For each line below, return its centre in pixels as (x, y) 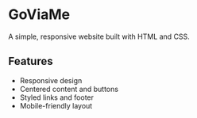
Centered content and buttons (69, 89)
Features (31, 61)
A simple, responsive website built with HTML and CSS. (99, 36)
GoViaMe (39, 15)
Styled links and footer (56, 97)
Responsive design (51, 80)
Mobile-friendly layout (56, 105)
